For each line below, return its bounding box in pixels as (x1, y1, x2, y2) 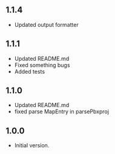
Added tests (14, 68, 45, 75)
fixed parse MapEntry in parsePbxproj (14, 108, 110, 115)
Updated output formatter (14, 21, 79, 28)
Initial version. (14, 142, 50, 149)
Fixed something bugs (14, 61, 70, 69)
